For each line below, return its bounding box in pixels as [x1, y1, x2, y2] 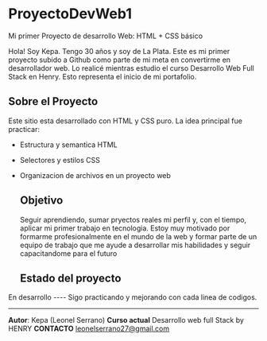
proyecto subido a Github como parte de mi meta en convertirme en [8, 55, 231, 64]
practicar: [8, 124, 40, 134]
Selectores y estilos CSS [19, 155, 101, 165]
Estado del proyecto [19, 271, 122, 285]
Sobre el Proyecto [8, 95, 99, 108]
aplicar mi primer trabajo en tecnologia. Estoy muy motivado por [19, 223, 230, 233]
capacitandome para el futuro [19, 248, 118, 258]
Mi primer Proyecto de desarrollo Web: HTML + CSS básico [8, 31, 203, 41]
